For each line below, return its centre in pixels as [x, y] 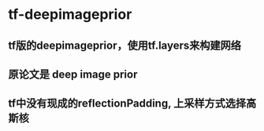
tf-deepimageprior [70, 15]
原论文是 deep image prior [73, 74]
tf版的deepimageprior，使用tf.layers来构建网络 [125, 45]
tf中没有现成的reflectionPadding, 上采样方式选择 [127, 104]
